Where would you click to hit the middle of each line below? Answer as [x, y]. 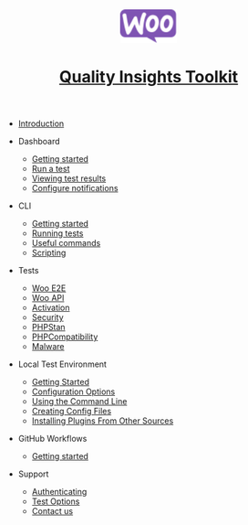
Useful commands [66, 243]
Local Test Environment [62, 364]
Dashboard [39, 142]
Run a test [51, 169]
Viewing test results [69, 178]
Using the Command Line [79, 402]
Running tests [57, 233]
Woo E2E [49, 288]
